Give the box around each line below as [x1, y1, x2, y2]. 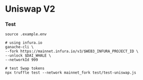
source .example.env [5, 32, 47, 37]
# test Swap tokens [5, 66, 45, 71]
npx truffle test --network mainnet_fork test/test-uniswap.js [5, 70, 137, 75]
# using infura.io [5, 40, 42, 45]
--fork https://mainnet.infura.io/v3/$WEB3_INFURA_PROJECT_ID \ [5, 49, 139, 54]
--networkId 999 [5, 58, 38, 62]
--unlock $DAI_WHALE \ [5, 53, 51, 58]
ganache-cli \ [5, 45, 34, 50]
